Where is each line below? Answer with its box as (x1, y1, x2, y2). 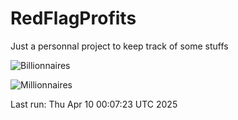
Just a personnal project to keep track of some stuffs (10, 40, 229, 52)
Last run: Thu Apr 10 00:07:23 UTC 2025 (10, 98, 178, 110)
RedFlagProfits (10, 7, 137, 30)
